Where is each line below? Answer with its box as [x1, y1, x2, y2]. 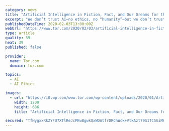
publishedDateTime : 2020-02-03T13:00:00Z [5, 21, 94, 27]
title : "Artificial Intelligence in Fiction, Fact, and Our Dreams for [5, 12, 158, 17]
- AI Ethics [10, 81, 35, 87]
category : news [5, 7, 37, 13]
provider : [5, 54, 26, 59]
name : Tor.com [10, 58, 39, 63]
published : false [5, 45, 42, 50]
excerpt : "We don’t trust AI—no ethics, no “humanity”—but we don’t [5, 17, 152, 22]
